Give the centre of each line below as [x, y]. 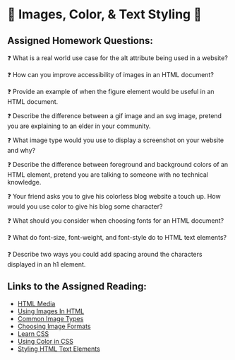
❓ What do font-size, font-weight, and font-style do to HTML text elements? [117, 237]
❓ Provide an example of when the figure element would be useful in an [111, 92]
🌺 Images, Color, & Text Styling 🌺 [105, 14]
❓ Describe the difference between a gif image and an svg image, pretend [115, 116]
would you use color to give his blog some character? [85, 207]
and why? [22, 150]
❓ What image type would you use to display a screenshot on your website [116, 140]
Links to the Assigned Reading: [77, 287]
